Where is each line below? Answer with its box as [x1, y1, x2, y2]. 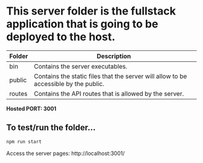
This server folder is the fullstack [6, 4, 176, 18]
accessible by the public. [34, 79, 105, 88]
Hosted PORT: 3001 [6, 105, 57, 112]
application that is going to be [6, 17, 158, 31]
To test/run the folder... [6, 122, 96, 133]
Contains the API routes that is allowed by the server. [34, 89, 184, 98]
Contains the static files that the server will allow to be [34, 72, 187, 80]
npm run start [6, 138, 42, 145]
